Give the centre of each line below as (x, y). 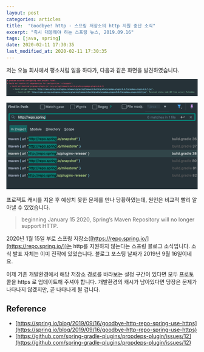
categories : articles (34, 19)
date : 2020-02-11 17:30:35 (40, 45)
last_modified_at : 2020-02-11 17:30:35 (57, 52)
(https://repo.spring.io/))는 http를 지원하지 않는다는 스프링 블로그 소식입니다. (98, 246)
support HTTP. (39, 226)
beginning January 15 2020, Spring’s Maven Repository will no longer (108, 219)
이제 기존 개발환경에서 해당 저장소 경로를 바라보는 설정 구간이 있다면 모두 (92, 274)
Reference (26, 309)
